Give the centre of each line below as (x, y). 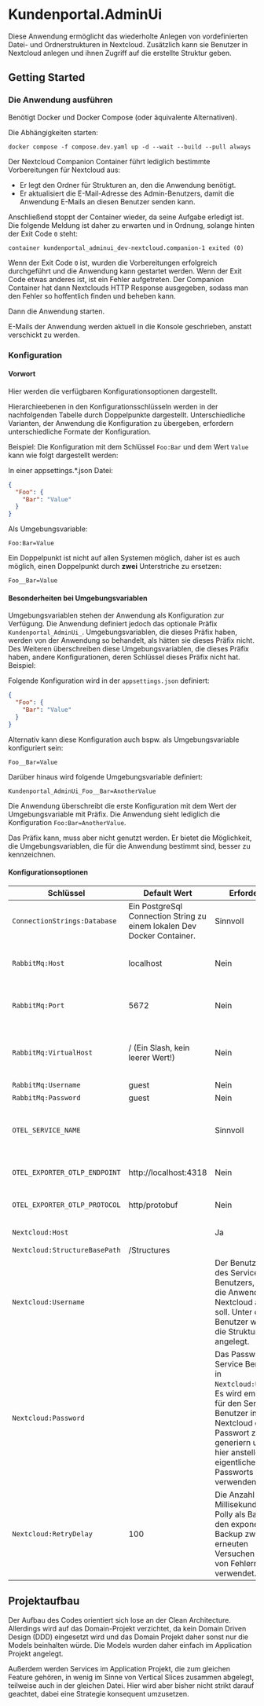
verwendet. (236, 1573)
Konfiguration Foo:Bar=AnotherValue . (67, 822)
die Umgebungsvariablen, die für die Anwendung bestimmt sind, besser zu (129, 846)
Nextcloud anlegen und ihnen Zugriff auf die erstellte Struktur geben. (120, 53)
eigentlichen (238, 1462)
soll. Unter (234, 1312)
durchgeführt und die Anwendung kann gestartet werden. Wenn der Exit (125, 271)
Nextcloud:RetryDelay (52, 1534)
